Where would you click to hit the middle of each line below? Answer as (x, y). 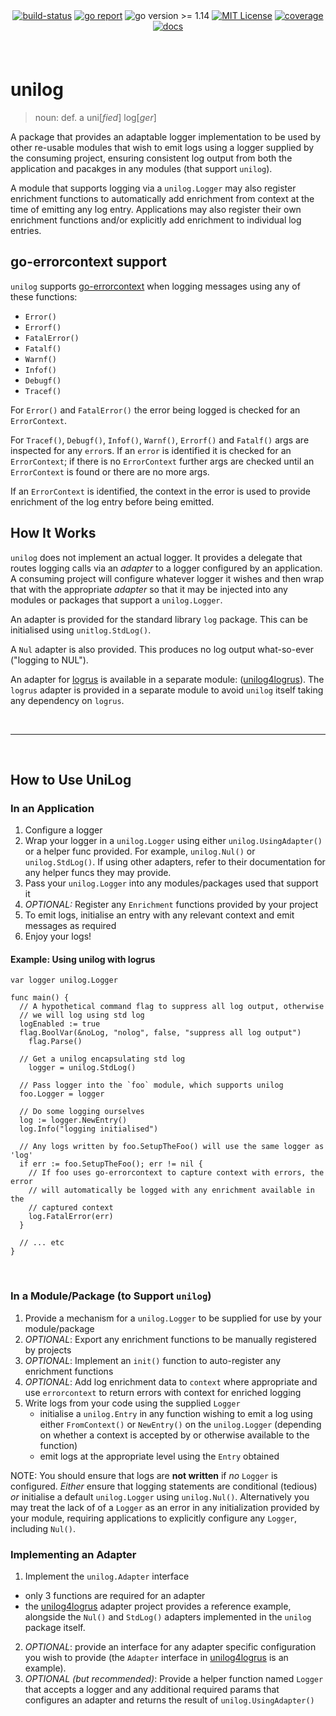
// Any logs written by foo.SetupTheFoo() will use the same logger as (172, 1147)
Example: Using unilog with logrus (83, 959)
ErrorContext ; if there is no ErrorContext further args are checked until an (162, 461)
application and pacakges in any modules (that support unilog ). (141, 168)
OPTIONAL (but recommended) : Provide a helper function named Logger (174, 1679)
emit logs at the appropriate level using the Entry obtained (159, 1456)
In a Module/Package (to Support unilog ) (111, 1296)
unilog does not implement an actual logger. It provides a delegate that (156, 557)
